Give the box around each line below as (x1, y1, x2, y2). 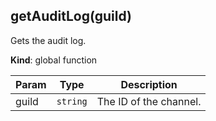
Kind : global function (10, 54, 98, 66)
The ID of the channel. (96, 94, 202, 108)
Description (120, 77, 178, 91)
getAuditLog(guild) (10, 8, 132, 25)
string (56, 95, 88, 107)
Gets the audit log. (10, 34, 87, 46)
